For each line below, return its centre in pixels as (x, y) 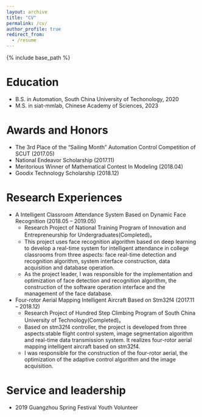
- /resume (24, 40)
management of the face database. (68, 293)
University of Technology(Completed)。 (74, 320)
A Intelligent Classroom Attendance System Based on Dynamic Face (101, 215)
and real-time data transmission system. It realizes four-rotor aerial (108, 340)
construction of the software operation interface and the (95, 287)
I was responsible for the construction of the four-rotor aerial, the (106, 353)
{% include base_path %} (38, 58)
